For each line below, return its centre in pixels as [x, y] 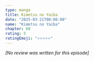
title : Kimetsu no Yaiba [32, 15]
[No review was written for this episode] [47, 53]
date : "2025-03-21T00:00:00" [36, 19]
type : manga [18, 10]
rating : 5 [16, 34]
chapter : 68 [18, 29]
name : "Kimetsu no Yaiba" [33, 24]
